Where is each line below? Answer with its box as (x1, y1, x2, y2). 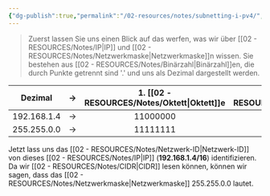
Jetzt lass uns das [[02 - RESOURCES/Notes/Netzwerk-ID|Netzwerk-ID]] (8, 144, 250, 153)
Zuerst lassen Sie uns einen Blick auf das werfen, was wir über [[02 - (27, 34, 257, 43)
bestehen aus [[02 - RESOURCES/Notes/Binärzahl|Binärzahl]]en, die (27, 59, 255, 69)
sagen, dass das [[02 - (8, 169, 84, 179)
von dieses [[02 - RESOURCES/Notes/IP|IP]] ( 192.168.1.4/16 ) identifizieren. (8, 153, 257, 162)
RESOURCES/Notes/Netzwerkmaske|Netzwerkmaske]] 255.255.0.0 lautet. (8, 178, 254, 188)
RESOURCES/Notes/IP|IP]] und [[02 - (27, 42, 152, 52)
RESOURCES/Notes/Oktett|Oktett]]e (84, 97, 226, 108)
